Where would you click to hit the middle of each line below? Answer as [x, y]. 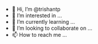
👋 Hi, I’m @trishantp [36, 9]
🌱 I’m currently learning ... [43, 22]
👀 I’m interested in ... [37, 15]
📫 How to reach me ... [39, 35]
